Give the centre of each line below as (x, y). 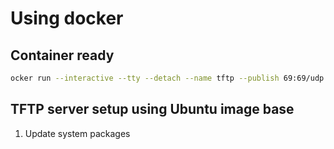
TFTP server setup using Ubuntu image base (152, 109)
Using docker (67, 18)
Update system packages (77, 133)
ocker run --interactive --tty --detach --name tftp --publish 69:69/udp (167, 78)
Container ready (62, 55)
